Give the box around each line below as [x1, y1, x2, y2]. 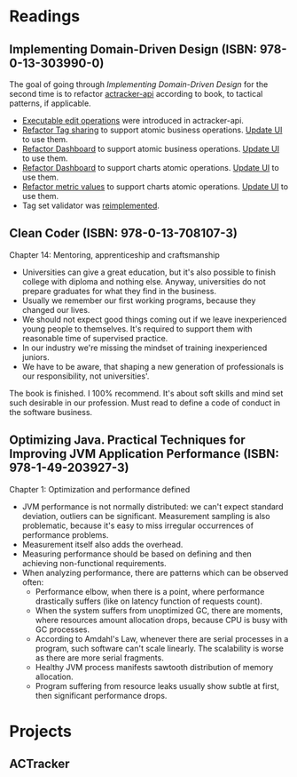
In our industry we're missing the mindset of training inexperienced [21, 342, 268, 353]
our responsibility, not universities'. [21, 371, 150, 381]
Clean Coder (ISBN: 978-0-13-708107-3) [9, 226, 238, 241]
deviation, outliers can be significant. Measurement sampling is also [21, 510, 270, 521]
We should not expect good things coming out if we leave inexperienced [21, 314, 287, 324]
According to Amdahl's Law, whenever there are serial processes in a [35, 633, 289, 644]
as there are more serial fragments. [35, 652, 164, 663]
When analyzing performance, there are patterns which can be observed [21, 567, 289, 578]
